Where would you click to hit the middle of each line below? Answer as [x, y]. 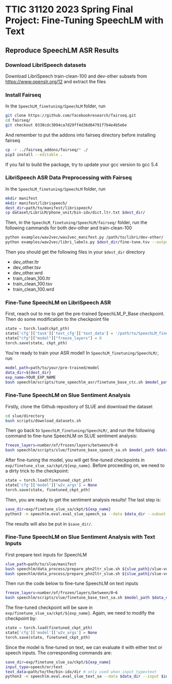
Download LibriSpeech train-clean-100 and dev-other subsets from [76, 76]
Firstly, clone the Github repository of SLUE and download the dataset [79, 406]
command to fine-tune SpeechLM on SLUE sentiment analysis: [71, 436]
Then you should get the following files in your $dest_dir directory [75, 252]
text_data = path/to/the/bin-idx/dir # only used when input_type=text [81, 672]
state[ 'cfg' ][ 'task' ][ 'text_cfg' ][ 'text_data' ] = [59, 334]
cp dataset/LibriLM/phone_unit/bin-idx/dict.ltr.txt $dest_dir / [75, 213]
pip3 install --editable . [34, 155]
